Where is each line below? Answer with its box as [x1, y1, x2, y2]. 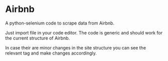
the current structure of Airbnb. [5, 35, 70, 41]
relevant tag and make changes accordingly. [5, 50, 97, 56]
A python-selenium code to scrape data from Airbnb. [5, 20, 114, 26]
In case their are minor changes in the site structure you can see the [5, 44, 146, 50]
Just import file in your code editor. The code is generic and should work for [5, 29, 163, 35]
